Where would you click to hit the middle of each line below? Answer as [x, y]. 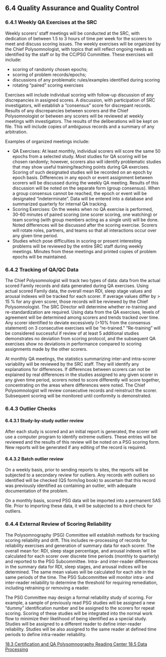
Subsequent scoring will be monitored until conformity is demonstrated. [78, 395]
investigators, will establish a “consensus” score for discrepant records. [78, 105]
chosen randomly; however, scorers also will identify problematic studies [87, 162]
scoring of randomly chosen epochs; [50, 69]
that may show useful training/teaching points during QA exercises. [81, 167]
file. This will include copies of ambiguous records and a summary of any [80, 126]
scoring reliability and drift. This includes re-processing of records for [76, 540]
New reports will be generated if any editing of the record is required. [76, 448]
